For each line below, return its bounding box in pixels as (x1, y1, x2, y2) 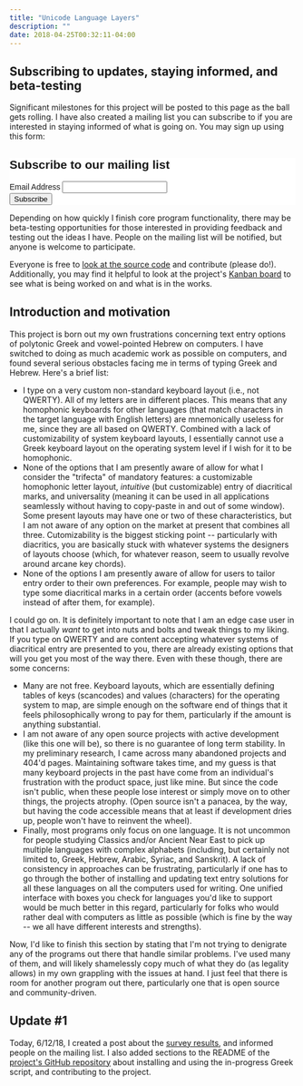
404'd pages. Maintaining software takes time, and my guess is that (22, 757, 277, 768)
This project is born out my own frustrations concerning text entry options (9, 328, 286, 339)
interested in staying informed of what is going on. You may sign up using (9, 122, 284, 132)
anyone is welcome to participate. (9, 241, 136, 252)
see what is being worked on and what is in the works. (9, 279, 213, 289)
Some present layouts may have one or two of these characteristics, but (22, 510, 292, 521)
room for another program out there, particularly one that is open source (9, 977, 280, 988)
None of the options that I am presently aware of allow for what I (22, 462, 264, 473)
